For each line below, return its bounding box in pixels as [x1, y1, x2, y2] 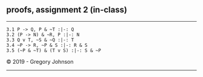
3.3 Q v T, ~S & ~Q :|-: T [6, 37, 74, 43]
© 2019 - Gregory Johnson [6, 58, 74, 65]
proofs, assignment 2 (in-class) [6, 5, 127, 15]
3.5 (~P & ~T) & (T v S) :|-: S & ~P [6, 48, 101, 54]
